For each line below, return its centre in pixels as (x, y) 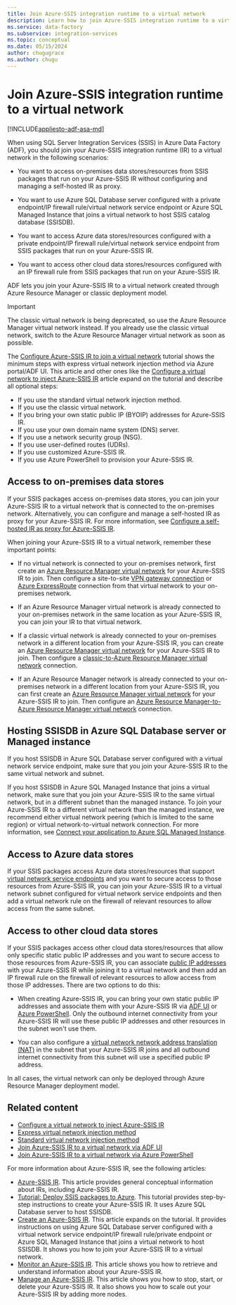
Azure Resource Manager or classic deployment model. (88, 293)
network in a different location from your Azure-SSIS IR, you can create (120, 643)
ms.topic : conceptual (39, 40)
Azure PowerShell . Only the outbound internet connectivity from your (117, 1013)
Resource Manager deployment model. (64, 1086)
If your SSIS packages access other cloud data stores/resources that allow (115, 948)
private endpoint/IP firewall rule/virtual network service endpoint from (118, 243)
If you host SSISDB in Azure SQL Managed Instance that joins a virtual (109, 787)
